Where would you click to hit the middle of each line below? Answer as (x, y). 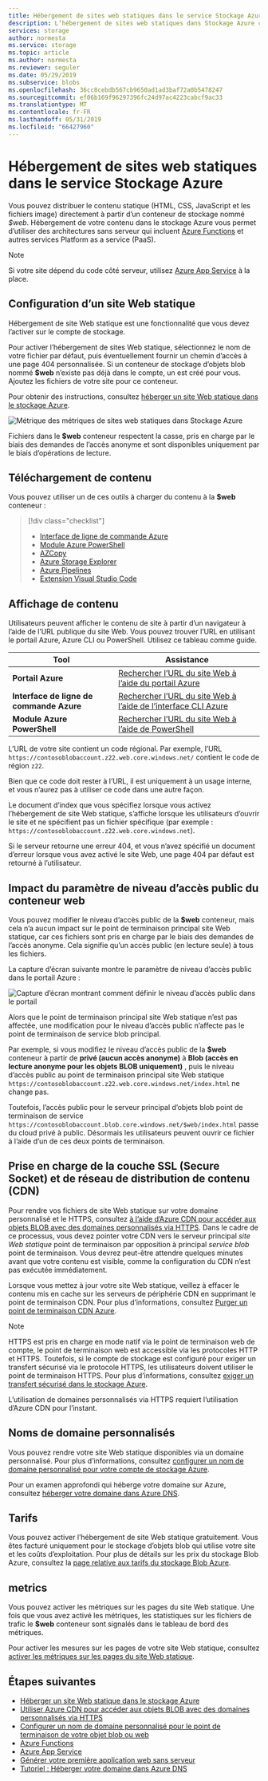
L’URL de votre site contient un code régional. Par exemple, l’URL (115, 749)
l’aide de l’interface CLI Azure (173, 706)
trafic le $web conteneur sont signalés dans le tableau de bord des (118, 1624)
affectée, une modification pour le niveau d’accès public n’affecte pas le (126, 1025)
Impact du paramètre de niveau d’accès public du (134, 888)
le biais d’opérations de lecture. (60, 452)
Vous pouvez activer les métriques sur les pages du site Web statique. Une (132, 1607)
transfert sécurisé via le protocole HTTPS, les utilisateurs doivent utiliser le (131, 1367)
